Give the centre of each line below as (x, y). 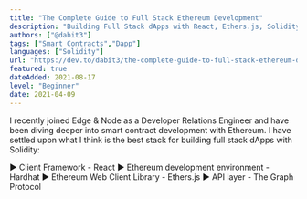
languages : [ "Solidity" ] (57, 52)
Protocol (25, 186)
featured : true (38, 69)
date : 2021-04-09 (42, 94)
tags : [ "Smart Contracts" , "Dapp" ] (75, 43)
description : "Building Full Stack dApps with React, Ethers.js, (136, 26)
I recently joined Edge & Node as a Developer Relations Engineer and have (149, 120)
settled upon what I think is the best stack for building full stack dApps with (151, 140)
